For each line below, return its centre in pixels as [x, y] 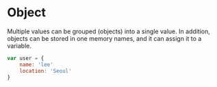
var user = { [26, 58]
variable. [20, 46]
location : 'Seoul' [46, 71]
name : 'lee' [36, 65]
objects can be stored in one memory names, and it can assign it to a [104, 38]
